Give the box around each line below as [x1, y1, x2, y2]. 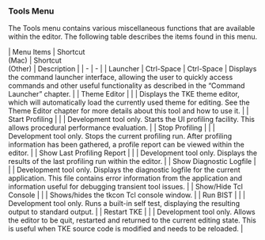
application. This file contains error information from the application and [8, 173, 243, 183]
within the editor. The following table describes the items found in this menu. [8, 32, 258, 41]
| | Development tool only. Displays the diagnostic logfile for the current [8, 165, 241, 175]
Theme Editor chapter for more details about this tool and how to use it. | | [8, 106, 249, 116]
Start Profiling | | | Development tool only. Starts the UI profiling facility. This [8, 115, 256, 124]
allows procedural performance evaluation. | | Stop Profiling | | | [8, 123, 215, 132]
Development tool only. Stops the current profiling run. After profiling [8, 131, 232, 141]
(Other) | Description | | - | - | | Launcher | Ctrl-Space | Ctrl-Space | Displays [8, 64, 257, 74]
